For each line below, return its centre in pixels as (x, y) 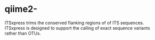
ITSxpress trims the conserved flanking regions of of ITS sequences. (74, 23)
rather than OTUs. (23, 33)
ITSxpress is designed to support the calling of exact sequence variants (77, 28)
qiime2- (21, 9)
